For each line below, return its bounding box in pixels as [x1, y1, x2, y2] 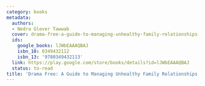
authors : [12, 20, 34, 26]
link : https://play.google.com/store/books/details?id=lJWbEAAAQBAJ [12, 59, 190, 65]
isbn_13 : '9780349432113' [17, 54, 84, 60]
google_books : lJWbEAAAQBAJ [17, 43, 88, 49]
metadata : [6, 15, 32, 21]
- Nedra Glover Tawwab [12, 25, 70, 32]
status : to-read [12, 65, 53, 71]
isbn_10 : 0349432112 [17, 48, 70, 55]
